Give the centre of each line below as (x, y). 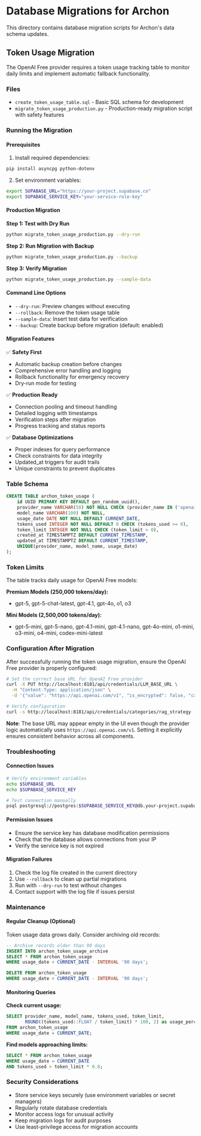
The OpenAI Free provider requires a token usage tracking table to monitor (98, 67)
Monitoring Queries (31, 992)
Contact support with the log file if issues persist (75, 891)
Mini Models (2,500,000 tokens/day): (54, 615)
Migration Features (31, 339)
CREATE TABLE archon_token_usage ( (51, 497)
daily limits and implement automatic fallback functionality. (78, 74)
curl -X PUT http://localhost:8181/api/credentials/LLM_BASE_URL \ (92, 684)
